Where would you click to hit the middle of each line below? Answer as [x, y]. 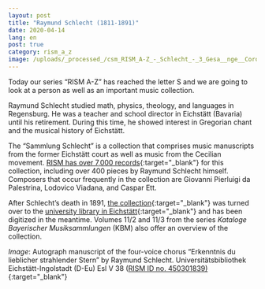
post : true [26, 45]
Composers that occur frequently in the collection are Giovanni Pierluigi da [129, 179]
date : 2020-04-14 [37, 30]
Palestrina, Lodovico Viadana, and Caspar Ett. [82, 187]
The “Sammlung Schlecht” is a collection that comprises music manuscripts [131, 146]
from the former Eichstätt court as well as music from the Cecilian [115, 154]
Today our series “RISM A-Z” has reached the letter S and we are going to [128, 82]
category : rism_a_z [40, 52]
